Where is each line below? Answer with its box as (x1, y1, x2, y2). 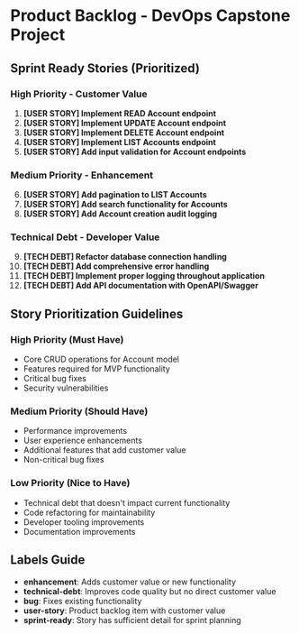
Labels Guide (10, 552, 86, 568)
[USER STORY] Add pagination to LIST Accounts (23, 189, 208, 200)
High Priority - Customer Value (10, 87, 148, 100)
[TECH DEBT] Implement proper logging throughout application (23, 271, 265, 281)
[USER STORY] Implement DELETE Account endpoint (23, 127, 224, 138)
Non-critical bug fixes (23, 455, 104, 465)
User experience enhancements (23, 435, 143, 446)
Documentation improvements (23, 526, 136, 537)
